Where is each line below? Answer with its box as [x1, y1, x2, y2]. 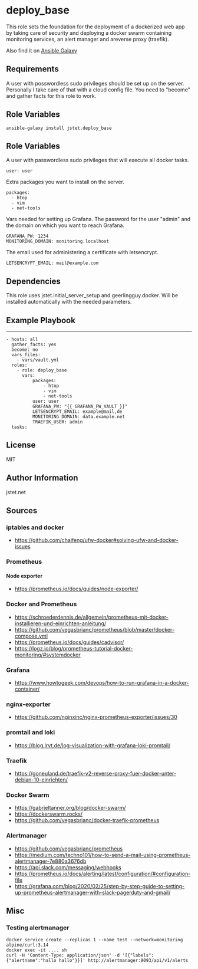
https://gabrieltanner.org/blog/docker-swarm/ [14, 804, 126, 812]
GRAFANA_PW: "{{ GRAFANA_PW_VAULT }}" [32, 403, 128, 409]
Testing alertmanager [6, 924, 70, 932]
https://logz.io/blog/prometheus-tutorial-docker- [14, 645, 133, 652]
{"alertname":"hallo [6, 958, 57, 964]
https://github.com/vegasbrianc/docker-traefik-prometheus [14, 817, 160, 824]
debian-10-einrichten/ [14, 776, 68, 783]
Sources [6, 505, 38, 516]
